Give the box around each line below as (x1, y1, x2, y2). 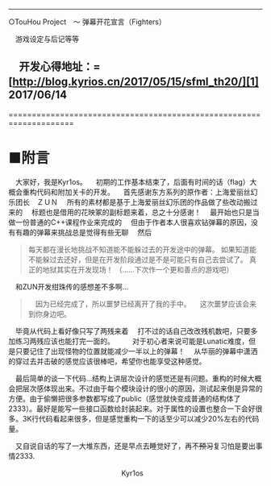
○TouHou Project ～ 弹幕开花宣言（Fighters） (8, 17, 167, 27)
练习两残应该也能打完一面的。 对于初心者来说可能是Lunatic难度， (15, 336, 249, 346)
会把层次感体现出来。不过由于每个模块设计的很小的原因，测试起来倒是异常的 (8, 384, 263, 393)
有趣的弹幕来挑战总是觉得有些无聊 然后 (15, 227, 152, 237)
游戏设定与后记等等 (15, 34, 79, 44)
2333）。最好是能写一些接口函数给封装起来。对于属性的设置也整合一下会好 (8, 404, 256, 413)
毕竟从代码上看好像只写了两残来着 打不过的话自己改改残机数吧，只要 (15, 326, 251, 335)
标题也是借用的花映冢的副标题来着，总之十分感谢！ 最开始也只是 (31, 207, 252, 217)
